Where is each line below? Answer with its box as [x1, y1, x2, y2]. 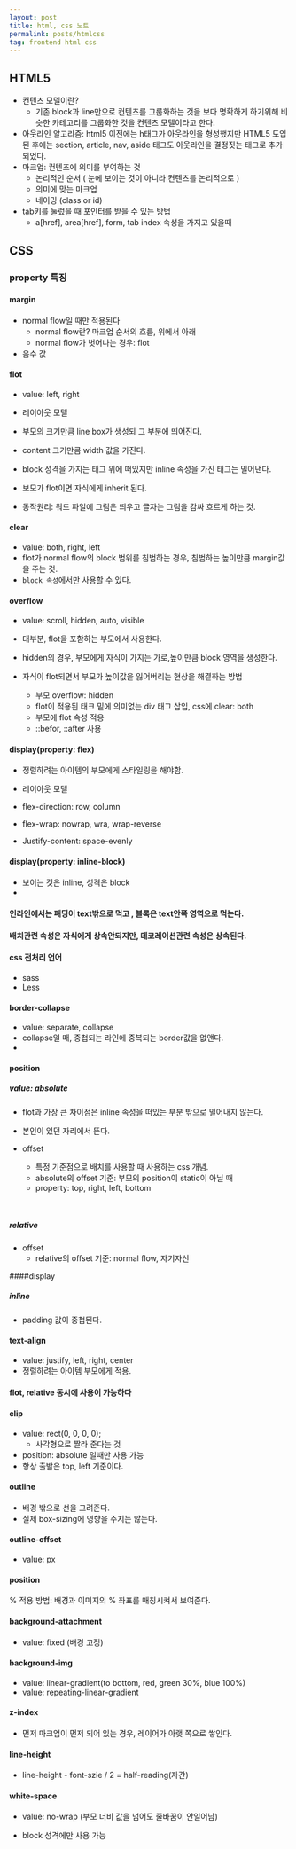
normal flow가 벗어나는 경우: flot [35, 337, 150, 348]
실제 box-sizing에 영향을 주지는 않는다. [21, 1513, 158, 1524]
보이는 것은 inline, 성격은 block [21, 877, 130, 888]
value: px [21, 1554, 56, 1565]
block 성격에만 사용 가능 [21, 1830, 106, 1841]
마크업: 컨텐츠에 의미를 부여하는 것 [21, 161, 141, 173]
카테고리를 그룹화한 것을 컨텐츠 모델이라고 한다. [51, 117, 215, 129]
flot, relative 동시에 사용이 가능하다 [9, 1387, 132, 1398]
